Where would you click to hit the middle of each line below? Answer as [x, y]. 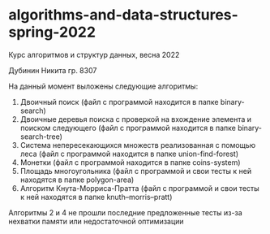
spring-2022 [52, 32]
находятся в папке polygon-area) [77, 180]
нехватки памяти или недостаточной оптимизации [96, 221]
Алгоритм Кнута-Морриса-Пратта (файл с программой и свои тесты [139, 188]
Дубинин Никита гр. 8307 [53, 70]
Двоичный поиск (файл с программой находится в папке [119, 102]
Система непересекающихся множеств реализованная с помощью [138, 145]
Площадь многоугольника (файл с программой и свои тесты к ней [136, 171]
